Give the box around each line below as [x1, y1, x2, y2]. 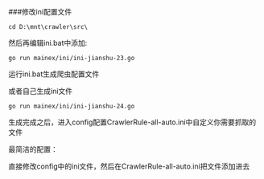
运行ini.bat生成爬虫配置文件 [8, 69, 100, 79]
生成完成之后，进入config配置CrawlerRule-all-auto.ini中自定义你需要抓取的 [8, 117, 257, 127]
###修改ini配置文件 [8, 7, 72, 16]
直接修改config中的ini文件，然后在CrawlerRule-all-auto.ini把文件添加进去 [8, 161, 250, 171]
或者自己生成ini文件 [8, 87, 73, 96]
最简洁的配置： [8, 144, 58, 154]
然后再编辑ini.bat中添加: [8, 39, 88, 47]
